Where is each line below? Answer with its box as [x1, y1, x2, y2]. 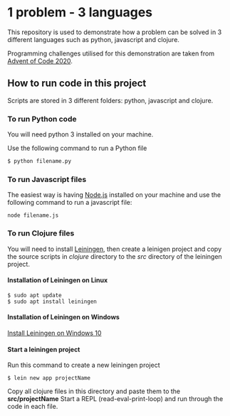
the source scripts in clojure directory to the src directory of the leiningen [7, 252, 222, 260]
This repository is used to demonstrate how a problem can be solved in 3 [7, 28, 222, 36]
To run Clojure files [7, 228, 75, 238]
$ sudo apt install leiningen [7, 298, 98, 305]
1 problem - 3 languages [7, 4, 153, 21]
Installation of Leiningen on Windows [7, 313, 120, 321]
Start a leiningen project [7, 345, 80, 353]
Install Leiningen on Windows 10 [7, 329, 102, 337]
